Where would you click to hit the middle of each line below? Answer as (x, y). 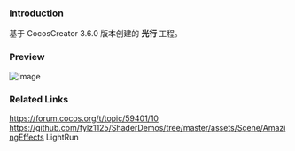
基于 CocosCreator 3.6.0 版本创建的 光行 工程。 (96, 34)
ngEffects (27, 137)
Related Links (39, 99)
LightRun (62, 137)
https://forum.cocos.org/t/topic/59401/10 (84, 118)
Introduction (36, 13)
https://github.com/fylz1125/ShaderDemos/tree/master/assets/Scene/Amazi (147, 127)
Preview (27, 57)
